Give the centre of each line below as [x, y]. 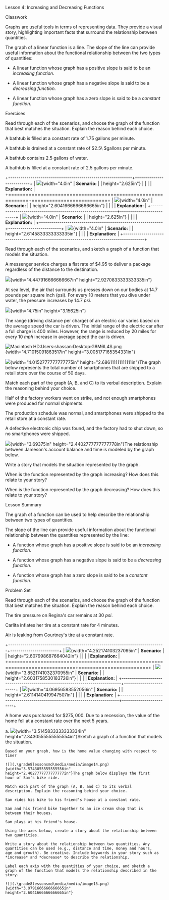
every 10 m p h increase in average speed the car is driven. [65, 337]
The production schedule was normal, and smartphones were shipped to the [85, 413]
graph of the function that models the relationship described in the [81, 871]
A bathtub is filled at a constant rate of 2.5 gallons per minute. [69, 168]
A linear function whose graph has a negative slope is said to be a [81, 83]
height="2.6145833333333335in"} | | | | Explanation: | [62, 234]
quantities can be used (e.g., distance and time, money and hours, [79, 848]
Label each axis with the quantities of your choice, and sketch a [78, 866]
